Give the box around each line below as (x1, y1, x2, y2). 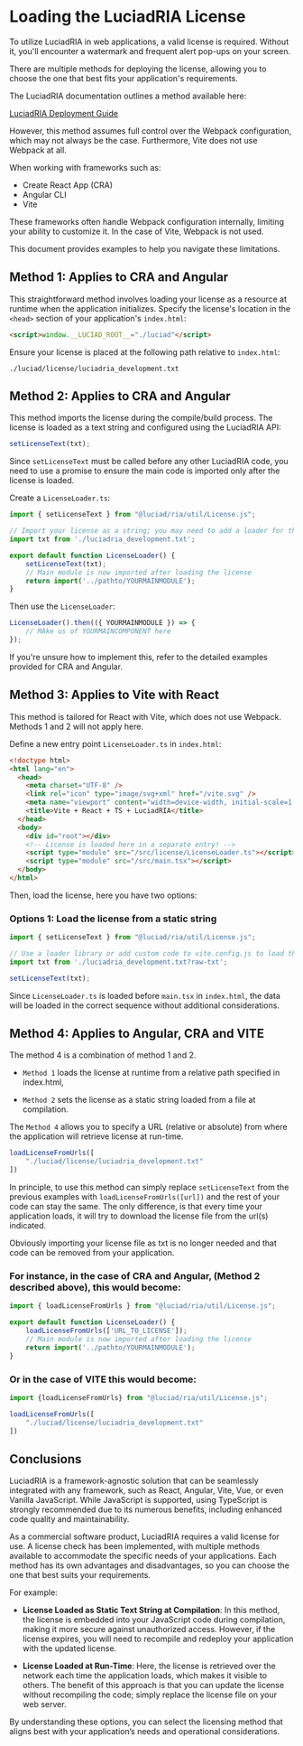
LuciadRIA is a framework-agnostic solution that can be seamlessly (9, 1475, 259, 1487)
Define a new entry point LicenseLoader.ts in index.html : (9, 738, 222, 749)
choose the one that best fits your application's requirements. (9, 72, 239, 83)
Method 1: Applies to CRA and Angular (9, 269, 229, 285)
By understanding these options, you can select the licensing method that (9, 1716, 284, 1727)
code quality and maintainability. (9, 1514, 130, 1525)
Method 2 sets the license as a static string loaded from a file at (22, 1095, 256, 1106)
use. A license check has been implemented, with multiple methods (9, 1541, 260, 1552)
